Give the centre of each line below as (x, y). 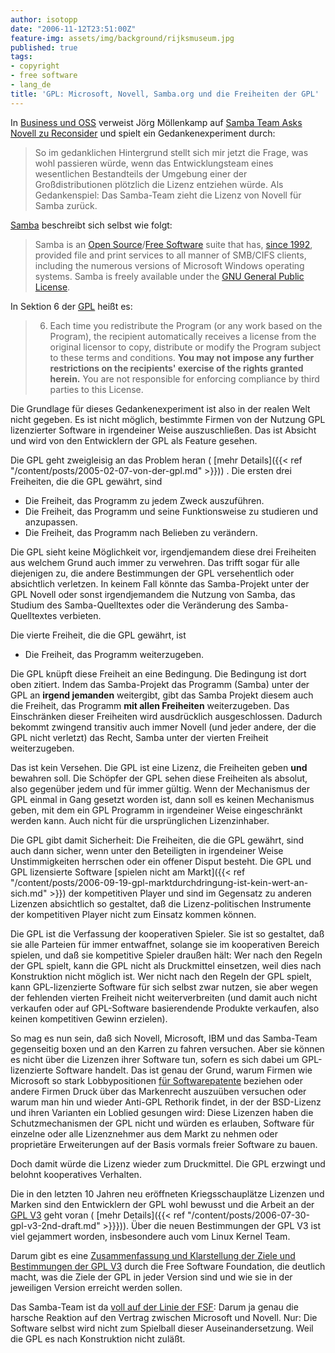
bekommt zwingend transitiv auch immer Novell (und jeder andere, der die (163, 727)
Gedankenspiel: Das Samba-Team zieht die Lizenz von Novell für (168, 195)
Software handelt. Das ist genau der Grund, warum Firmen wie (184, 1070)
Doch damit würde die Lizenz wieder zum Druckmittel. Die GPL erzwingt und (168, 1163)
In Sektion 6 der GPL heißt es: (71, 306)
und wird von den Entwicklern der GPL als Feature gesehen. (134, 440)
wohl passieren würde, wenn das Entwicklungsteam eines (154, 163)
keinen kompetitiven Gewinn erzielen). (89, 1018)
